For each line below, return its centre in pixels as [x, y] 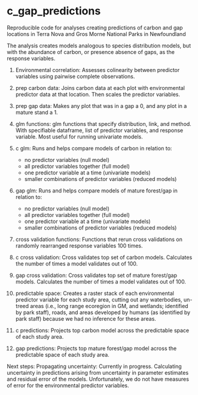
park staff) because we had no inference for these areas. [86, 318]
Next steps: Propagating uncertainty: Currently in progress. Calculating [94, 366]
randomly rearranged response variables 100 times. [79, 245]
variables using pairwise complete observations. [75, 76]
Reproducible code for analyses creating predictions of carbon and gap [95, 28]
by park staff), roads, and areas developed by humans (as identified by [103, 312]
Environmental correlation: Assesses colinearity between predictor [98, 70]
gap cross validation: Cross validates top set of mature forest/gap [96, 275]
